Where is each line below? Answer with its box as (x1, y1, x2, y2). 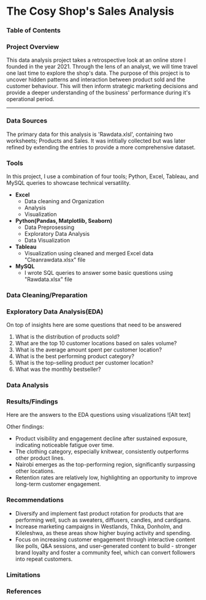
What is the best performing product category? (15, 353, 135, 360)
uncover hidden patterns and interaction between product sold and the (6, 76, 186, 83)
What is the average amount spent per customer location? (15, 346, 162, 353)
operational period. (6, 96, 55, 103)
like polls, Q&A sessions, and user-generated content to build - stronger (15, 542, 197, 549)
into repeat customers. (15, 555, 73, 563)
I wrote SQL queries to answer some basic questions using (24, 269, 174, 276)
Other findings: (6, 423, 45, 430)
